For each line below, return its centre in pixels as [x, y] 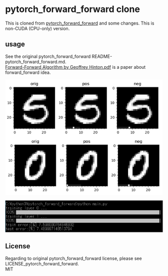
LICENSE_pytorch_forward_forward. [42, 263]
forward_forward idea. [28, 72]
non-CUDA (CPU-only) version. [37, 28]
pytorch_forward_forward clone [72, 9]
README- [102, 56]
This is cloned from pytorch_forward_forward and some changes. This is [80, 23]
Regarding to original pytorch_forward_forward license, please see [73, 258]
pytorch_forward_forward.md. [36, 62]
